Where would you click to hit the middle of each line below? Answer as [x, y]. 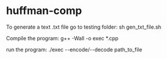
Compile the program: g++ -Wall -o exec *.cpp [63, 38]
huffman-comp [44, 11]
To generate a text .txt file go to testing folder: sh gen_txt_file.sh [84, 27]
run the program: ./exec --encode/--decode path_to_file [74, 49]
